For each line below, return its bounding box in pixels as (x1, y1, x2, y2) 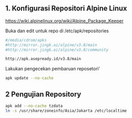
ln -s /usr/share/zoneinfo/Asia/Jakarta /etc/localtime (5, 108, 127, 113)
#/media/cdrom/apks (5, 37, 47, 43)
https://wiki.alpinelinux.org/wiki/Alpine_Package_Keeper (5, 17, 124, 24)
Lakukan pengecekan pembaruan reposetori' (5, 66, 100, 72)
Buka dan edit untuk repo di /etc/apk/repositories (5, 28, 109, 34)
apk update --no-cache (5, 75, 54, 81)
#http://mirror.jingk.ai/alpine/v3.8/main (5, 42, 97, 48)
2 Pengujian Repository (5, 90, 81, 99)
